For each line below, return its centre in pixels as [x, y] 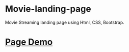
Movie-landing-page [48, 9]
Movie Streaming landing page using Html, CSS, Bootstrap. [64, 22]
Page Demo [29, 42]
